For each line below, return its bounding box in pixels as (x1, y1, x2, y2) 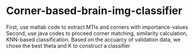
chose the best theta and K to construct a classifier (6, 42, 130, 49)
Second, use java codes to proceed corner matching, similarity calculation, (6, 29, 188, 36)
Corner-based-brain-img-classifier (6, 4, 183, 18)
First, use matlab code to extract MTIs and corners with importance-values (6, 23, 189, 31)
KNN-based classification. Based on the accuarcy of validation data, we (6, 36, 181, 43)
